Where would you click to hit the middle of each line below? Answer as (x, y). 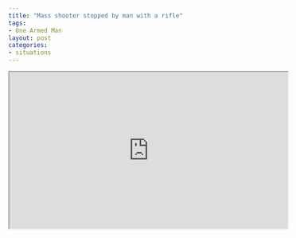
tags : (17, 23)
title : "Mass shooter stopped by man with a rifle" (95, 16)
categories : (28, 45)
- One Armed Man (35, 30)
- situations (30, 53)
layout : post (30, 38)
